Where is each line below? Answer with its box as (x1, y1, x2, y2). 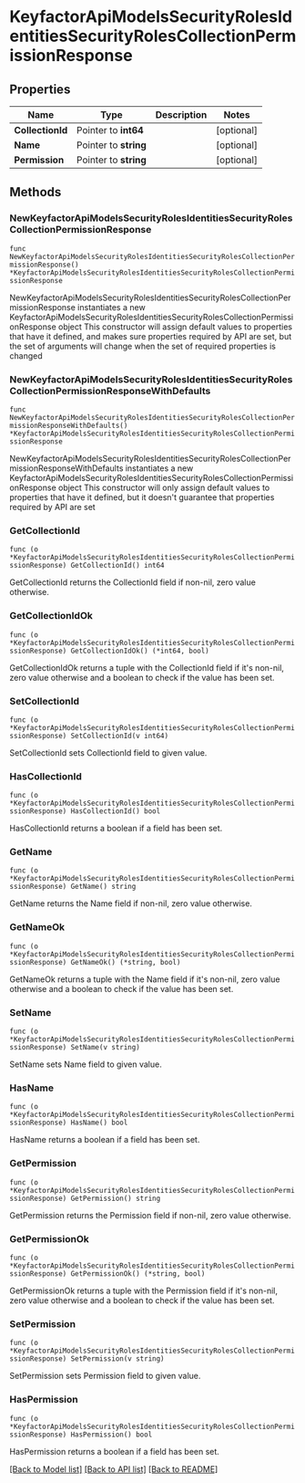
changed (9, 350, 43, 361)
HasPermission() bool (70, 1430, 153, 1439)
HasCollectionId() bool (70, 807, 161, 816)
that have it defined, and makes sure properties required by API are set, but (9, 330, 292, 341)
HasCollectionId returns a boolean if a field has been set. (9, 823, 223, 834)
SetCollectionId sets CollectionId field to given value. (9, 747, 208, 758)
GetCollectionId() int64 (70, 561, 166, 570)
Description (155, 109, 208, 120)
